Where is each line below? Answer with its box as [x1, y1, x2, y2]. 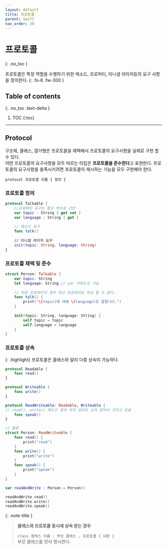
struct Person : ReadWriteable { [5, 430, 72, 435]
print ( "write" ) [23, 453, 55, 459]
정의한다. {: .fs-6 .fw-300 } [10, 78, 64, 83]
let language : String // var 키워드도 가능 [14, 281, 99, 286]
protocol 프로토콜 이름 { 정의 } [5, 177, 66, 182]
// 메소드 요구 [14, 224, 40, 229]
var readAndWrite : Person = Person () [5, 485, 85, 490]
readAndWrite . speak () [5, 504, 50, 509]
